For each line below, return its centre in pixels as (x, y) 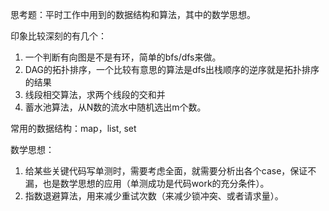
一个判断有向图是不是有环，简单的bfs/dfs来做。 (123, 57)
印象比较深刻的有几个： (58, 36)
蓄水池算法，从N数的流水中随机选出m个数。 (115, 107)
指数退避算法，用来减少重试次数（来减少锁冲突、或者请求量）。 (154, 196)
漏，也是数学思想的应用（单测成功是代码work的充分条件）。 (147, 183)
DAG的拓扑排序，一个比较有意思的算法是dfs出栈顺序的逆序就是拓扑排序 (172, 69)
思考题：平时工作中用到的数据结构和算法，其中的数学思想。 (133, 14)
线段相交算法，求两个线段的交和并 (95, 94)
